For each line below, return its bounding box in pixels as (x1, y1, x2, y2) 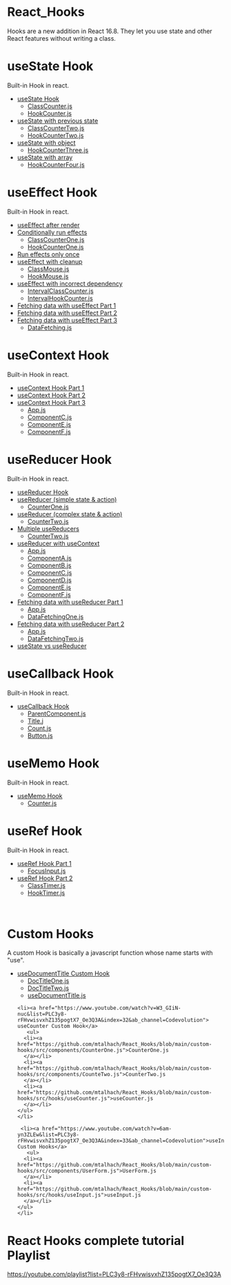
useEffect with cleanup (17, 257, 83, 265)
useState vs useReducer (17, 642, 87, 650)
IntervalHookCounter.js (27, 294, 93, 302)
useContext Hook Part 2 (17, 391, 86, 399)
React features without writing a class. (7, 34, 116, 42)
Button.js (27, 731, 53, 740)
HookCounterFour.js (27, 160, 85, 169)
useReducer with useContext (17, 539, 100, 547)
